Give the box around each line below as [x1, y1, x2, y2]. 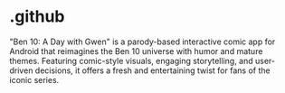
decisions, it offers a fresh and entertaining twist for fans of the [34, 65, 271, 76]
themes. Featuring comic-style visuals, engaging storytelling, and [9, 55, 253, 66]
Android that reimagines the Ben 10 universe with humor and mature [9, 45, 263, 56]
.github [9, 6, 65, 27]
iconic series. [9, 74, 60, 85]
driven [9, 65, 33, 76]
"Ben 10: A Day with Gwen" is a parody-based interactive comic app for [9, 36, 276, 47]
